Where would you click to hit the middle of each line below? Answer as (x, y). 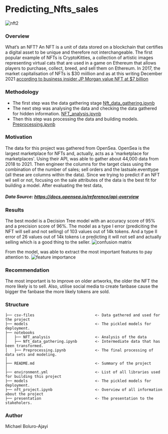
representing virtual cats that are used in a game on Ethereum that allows (81, 63)
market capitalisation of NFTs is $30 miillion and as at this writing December (84, 74)
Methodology (22, 92)
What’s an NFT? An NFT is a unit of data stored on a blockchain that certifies (84, 47)
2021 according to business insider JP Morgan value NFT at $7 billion (77, 79)
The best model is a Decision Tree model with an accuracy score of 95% (80, 221)
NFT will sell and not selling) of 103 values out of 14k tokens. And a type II (81, 232)
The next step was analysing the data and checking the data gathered (85, 108)
